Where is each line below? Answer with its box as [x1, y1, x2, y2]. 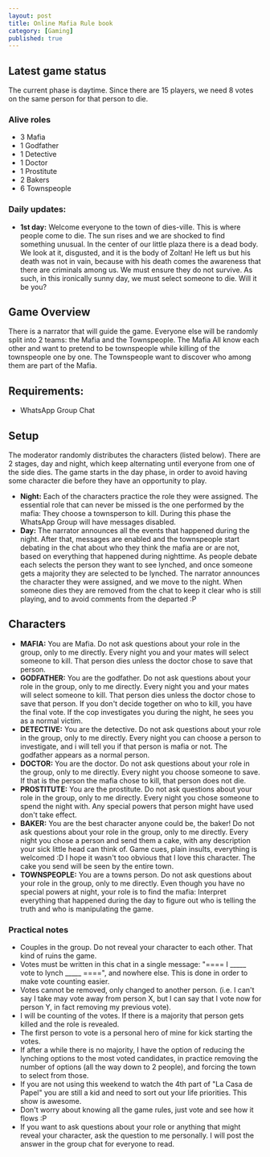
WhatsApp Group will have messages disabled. [19, 517, 177, 527]
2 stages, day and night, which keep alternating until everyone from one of [8, 459, 256, 469]
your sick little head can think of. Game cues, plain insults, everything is [19, 844, 257, 853]
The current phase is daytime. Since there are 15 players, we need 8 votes [8, 85, 254, 95]
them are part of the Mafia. [8, 361, 98, 370]
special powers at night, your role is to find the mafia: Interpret [19, 886, 227, 896]
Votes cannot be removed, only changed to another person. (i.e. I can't [19, 986, 255, 995]
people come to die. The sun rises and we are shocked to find [19, 230, 225, 240]
